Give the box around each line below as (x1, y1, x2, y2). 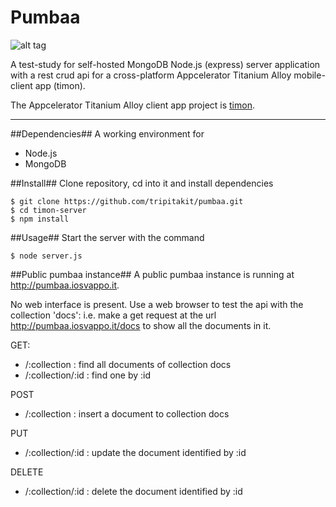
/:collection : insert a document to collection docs (24, 407, 230, 420)
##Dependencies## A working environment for (10, 127, 205, 140)
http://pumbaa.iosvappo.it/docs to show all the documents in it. (10, 319, 272, 331)
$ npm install (10, 214, 70, 224)
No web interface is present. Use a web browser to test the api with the (10, 298, 304, 310)
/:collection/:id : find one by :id (24, 369, 152, 381)
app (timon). (34, 79, 86, 91)
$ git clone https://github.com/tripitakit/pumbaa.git (10, 196, 244, 206)
